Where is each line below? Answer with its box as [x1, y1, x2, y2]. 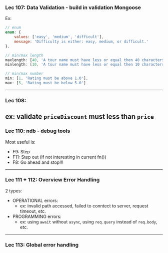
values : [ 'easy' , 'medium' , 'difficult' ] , [14, 35, 104, 40]
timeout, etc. [19, 208, 46, 214]
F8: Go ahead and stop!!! [12, 159, 63, 165]
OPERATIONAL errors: [12, 197, 58, 203]
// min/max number [5, 71, 43, 76]
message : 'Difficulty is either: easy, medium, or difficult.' [14, 39, 149, 44]
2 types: [5, 187, 22, 194]
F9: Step [12, 148, 30, 154]
